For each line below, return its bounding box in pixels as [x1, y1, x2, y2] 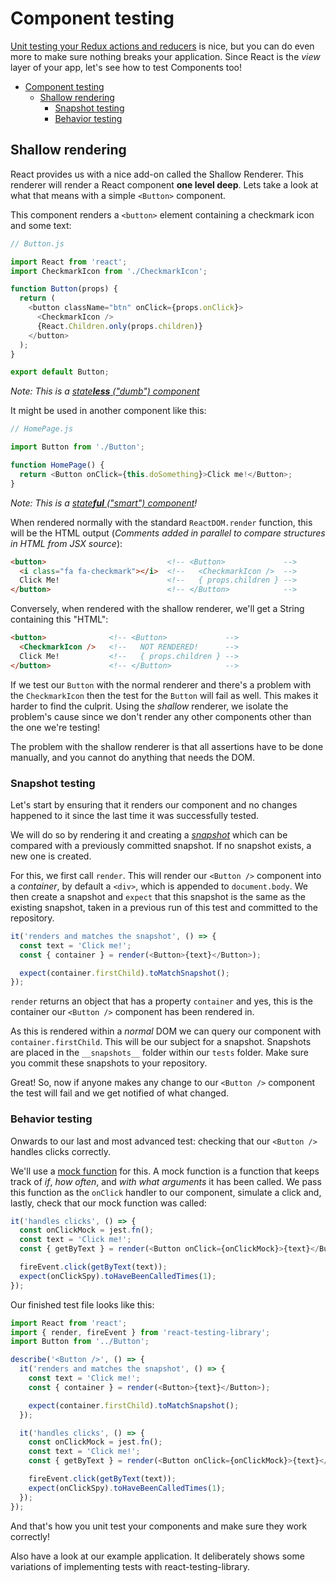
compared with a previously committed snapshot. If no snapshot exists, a [10, 839, 312, 851]
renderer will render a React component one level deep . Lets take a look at [10, 178, 319, 191]
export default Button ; [10, 367, 110, 377]
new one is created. [10, 850, 92, 862]
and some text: [10, 219, 72, 231]
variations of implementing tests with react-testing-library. [10, 1560, 250, 1572]
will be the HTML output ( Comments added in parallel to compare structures [10, 527, 326, 539]
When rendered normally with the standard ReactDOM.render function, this [10, 516, 313, 528]
